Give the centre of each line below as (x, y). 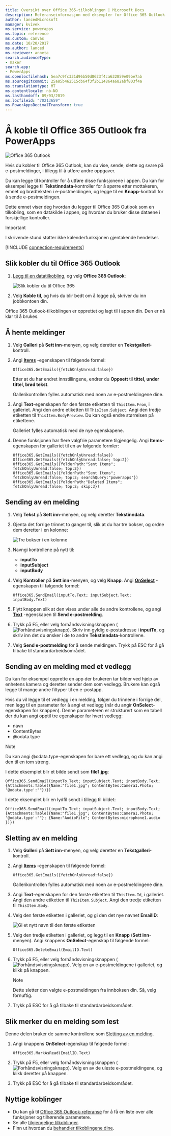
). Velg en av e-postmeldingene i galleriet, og (115, 965)
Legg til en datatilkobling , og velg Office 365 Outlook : (69, 276)
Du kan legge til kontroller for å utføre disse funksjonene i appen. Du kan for (85, 181)
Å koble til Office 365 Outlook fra (76, 130)
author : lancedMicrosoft (32, 19)
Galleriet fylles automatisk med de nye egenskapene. (68, 430)
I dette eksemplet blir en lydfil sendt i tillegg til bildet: (61, 800)
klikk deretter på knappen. (40, 1073)
